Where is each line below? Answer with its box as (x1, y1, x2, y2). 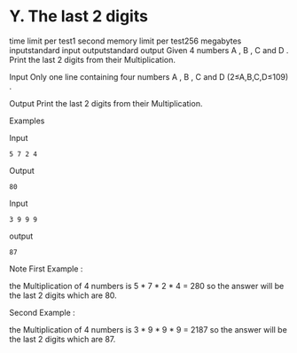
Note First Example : (9, 263, 83, 274)
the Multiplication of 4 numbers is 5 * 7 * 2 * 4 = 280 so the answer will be (9, 280, 285, 291)
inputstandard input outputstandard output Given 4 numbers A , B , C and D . (9, 44, 289, 55)
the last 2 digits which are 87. (9, 333, 116, 344)
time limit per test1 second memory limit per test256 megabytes (9, 35, 242, 46)
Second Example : (9, 307, 75, 318)
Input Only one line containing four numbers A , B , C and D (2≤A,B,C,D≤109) (9, 71, 289, 82)
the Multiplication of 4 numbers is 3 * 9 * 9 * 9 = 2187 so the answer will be (9, 324, 288, 334)
